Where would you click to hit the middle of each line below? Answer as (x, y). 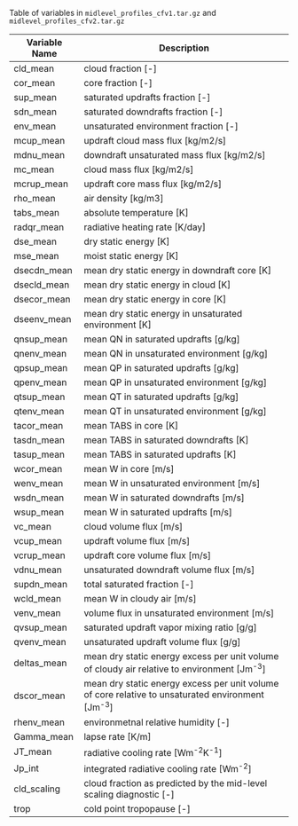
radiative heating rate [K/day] (145, 227)
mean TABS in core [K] (131, 425)
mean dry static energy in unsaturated (163, 314)
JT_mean (33, 751)
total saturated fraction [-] (139, 584)
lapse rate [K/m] (118, 736)
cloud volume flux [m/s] (133, 527)
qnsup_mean (41, 339)
